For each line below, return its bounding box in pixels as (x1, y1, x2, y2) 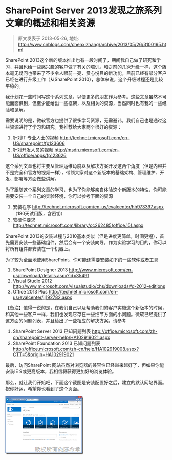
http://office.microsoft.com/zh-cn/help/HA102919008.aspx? (12, 346, 139, 352)
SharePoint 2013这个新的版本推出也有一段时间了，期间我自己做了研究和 (5, 57, 157, 63)
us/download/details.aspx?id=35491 (12, 272, 90, 278)
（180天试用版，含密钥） (12, 210, 66, 216)
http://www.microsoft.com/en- (69, 267, 133, 273)
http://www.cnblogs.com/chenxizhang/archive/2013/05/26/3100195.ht (17, 41, 166, 47)
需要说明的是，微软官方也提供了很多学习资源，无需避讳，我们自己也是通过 (5, 117, 162, 123)
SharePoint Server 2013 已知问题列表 (12, 328, 91, 334)
